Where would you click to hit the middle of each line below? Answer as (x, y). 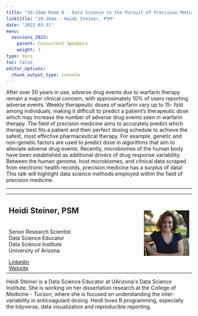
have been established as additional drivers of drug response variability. (94, 155)
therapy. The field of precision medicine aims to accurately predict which (95, 123)
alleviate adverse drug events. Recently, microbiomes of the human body (95, 149)
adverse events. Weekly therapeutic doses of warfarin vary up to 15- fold (95, 105)
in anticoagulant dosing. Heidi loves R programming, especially (107, 300)
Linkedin (19, 262)
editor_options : (26, 69)
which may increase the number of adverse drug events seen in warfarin (94, 118)
